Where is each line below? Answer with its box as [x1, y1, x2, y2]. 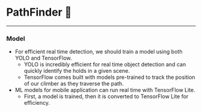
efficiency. [23, 99, 50, 107]
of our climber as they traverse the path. [23, 80, 124, 87]
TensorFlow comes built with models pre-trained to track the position [23, 73, 195, 81]
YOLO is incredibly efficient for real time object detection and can [23, 61, 186, 68]
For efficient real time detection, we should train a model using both [14, 48, 183, 55]
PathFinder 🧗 [6, 5, 72, 19]
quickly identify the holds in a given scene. [23, 67, 130, 75]
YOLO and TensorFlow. [14, 54, 72, 62]
